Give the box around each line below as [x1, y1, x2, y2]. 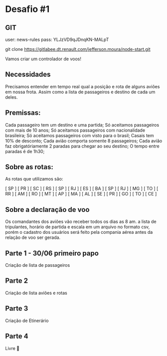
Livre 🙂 [5, 345, 20, 351]
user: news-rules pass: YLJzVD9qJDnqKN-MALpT [5, 36, 109, 42]
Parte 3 [5, 304, 28, 313]
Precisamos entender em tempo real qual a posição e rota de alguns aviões [5, 83, 160, 89]
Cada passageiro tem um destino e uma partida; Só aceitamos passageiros [5, 122, 160, 128]
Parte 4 [5, 332, 28, 341]
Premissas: [5, 109, 41, 117]
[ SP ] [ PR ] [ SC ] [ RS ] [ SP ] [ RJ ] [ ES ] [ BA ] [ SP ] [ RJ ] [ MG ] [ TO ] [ [5, 185, 159, 191]
